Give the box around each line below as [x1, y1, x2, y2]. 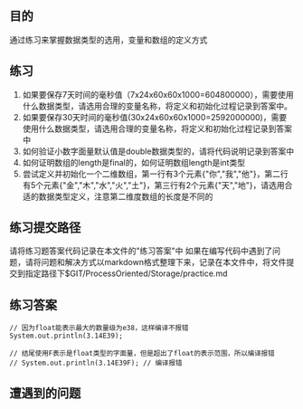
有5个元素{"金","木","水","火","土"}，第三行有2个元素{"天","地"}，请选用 [22, 179, 285, 190]
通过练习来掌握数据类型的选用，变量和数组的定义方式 [9, 34, 208, 45]
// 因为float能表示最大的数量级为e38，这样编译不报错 [9, 324, 189, 333]
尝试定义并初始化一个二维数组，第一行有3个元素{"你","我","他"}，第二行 [22, 168, 289, 179]
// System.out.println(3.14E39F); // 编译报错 [9, 358, 183, 368]
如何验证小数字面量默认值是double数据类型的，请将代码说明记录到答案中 [22, 146, 295, 157]
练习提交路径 [9, 220, 81, 235]
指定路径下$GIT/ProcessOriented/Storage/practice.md [24, 268, 228, 279]
